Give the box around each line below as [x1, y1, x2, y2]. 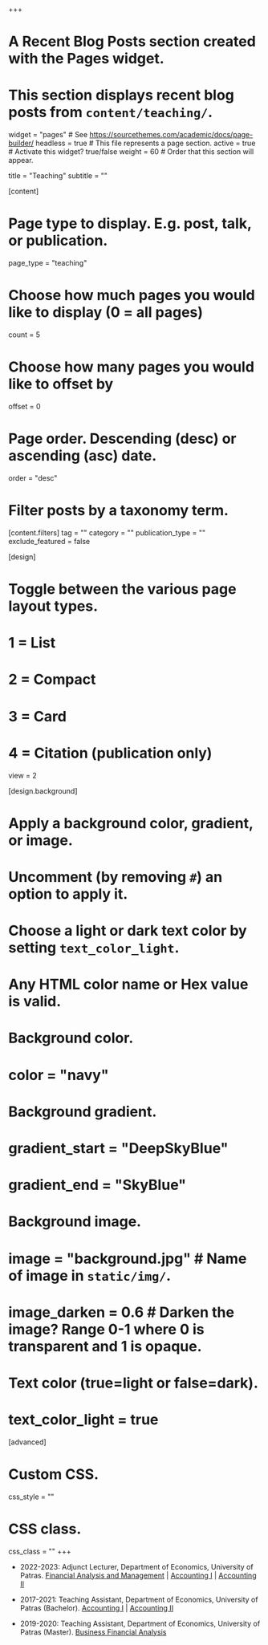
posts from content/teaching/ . [8, 104, 213, 121]
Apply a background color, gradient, [8, 814, 254, 832]
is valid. [8, 993, 62, 1011]
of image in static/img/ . [8, 1266, 171, 1285]
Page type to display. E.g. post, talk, [8, 214, 252, 233]
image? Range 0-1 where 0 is [8, 1320, 205, 1338]
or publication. [8, 232, 108, 250]
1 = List [8, 634, 56, 652]
